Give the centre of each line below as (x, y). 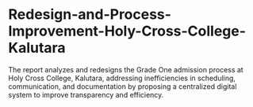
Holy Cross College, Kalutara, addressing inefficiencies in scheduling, (122, 78)
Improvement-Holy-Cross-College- (127, 31)
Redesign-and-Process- (90, 15)
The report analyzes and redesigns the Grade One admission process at (126, 69)
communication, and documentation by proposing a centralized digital (123, 86)
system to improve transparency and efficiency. (86, 94)
